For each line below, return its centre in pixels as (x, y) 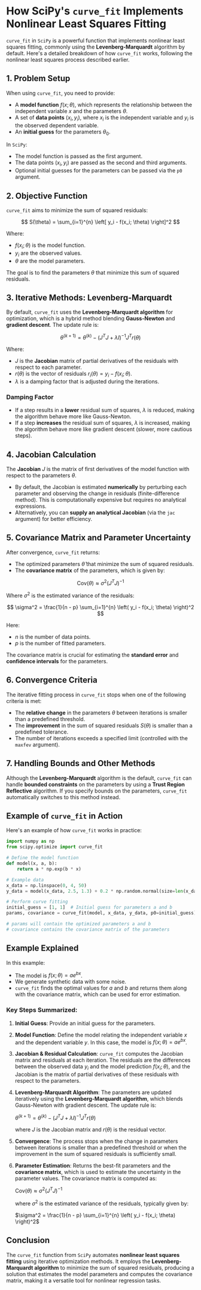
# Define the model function (42, 858)
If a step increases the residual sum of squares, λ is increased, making (102, 423)
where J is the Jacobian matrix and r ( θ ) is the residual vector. (90, 1129)
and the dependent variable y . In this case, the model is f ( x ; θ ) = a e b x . (101, 1042)
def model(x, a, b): (32, 863)
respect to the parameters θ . (41, 475)
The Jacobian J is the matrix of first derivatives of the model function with (98, 469)
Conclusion (28, 1240)
